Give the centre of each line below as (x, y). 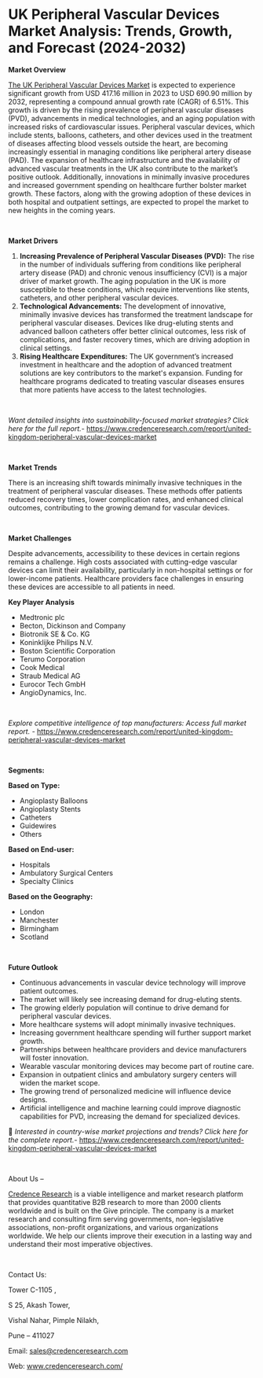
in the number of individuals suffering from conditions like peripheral (130, 264)
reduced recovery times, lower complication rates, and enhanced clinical (126, 499)
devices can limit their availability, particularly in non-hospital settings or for (131, 570)
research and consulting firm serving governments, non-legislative (116, 1219)
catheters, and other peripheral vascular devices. (99, 297)
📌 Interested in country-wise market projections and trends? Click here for (128, 1131)
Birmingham (39, 928)
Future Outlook (33, 967)
